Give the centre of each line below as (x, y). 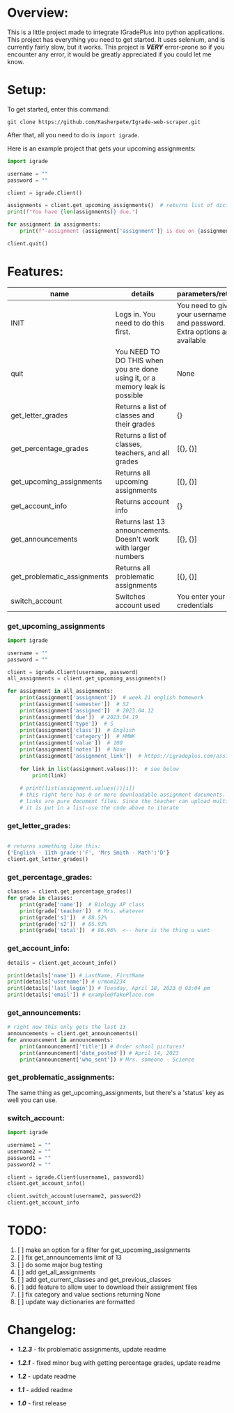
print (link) (50, 775)
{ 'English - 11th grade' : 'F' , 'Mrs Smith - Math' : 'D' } (88, 853)
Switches (130, 596)
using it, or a (135, 378)
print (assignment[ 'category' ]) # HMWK (78, 737)
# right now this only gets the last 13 (67, 1027)
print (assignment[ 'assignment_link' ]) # (80, 756)
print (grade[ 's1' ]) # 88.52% (64, 917)
